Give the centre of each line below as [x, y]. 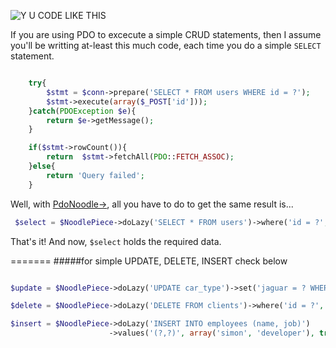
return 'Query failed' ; [95, 175]
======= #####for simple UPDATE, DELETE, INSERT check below [149, 261]
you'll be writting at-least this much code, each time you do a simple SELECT [166, 45]
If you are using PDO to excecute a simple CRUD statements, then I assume [166, 34]
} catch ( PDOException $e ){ [82, 111]
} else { [42, 166]
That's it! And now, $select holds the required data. [116, 241]
